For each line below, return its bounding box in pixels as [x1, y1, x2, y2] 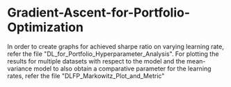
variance [7, 64, 33, 72]
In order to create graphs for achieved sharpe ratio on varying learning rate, [7, 42, 225, 50]
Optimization [7, 19, 83, 35]
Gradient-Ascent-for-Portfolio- [7, 5, 191, 21]
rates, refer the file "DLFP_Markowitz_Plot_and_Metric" [7, 71, 165, 80]
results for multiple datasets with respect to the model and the [7, 57, 186, 65]
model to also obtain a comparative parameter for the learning [33, 64, 212, 72]
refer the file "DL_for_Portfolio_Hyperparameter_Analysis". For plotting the [7, 50, 219, 58]
